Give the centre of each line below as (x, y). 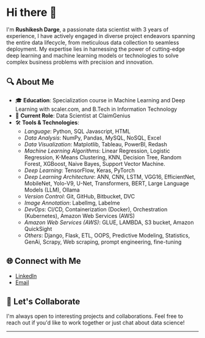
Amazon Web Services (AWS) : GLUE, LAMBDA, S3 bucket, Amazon (109, 222)
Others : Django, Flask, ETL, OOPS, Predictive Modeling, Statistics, (107, 235)
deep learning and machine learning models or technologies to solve (92, 55)
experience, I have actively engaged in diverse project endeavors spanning (101, 36)
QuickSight (38, 228)
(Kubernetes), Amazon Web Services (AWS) (80, 216)
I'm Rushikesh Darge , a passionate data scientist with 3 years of (88, 29)
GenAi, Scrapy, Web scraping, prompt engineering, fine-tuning (103, 242)
